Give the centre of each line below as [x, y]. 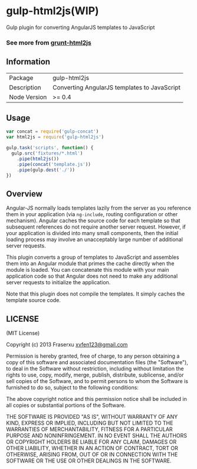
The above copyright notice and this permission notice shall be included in [96, 399]
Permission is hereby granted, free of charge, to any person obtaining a [93, 356]
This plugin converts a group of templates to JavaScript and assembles [93, 257]
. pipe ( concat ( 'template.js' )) [54, 164]
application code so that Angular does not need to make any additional [92, 276]
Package [21, 78]
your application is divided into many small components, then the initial [92, 233]
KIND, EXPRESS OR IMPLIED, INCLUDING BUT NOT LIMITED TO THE [90, 423]
